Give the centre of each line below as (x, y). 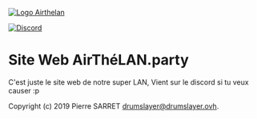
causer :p (24, 90)
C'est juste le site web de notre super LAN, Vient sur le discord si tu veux (129, 82)
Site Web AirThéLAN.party (99, 60)
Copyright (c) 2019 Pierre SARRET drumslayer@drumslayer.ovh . (114, 106)
